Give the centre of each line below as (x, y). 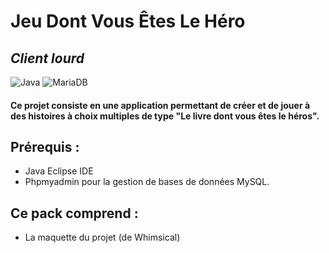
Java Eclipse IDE (59, 171)
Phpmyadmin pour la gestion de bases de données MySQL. (147, 182)
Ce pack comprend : (74, 213)
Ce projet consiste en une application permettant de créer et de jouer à (160, 105)
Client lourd (47, 58)
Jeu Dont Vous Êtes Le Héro (128, 21)
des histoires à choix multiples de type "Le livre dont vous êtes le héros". (165, 116)
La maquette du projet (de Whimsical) (102, 237)
